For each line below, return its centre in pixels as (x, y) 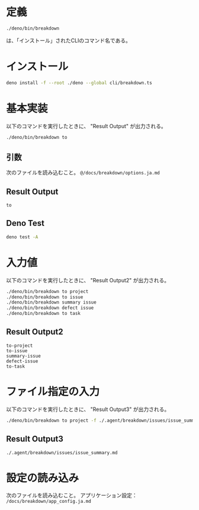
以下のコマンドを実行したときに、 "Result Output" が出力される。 (86, 126)
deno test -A (22, 237)
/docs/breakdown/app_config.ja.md (49, 502)
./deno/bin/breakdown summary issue (51, 302)
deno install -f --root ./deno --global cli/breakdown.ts (79, 83)
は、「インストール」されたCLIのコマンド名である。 (69, 40)
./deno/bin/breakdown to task (44, 314)
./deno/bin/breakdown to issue (45, 297)
